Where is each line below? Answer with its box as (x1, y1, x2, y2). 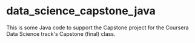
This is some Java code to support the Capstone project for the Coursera (6, 24, 189, 31)
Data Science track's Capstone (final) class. (6, 30, 116, 37)
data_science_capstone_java (6, 4, 156, 18)
